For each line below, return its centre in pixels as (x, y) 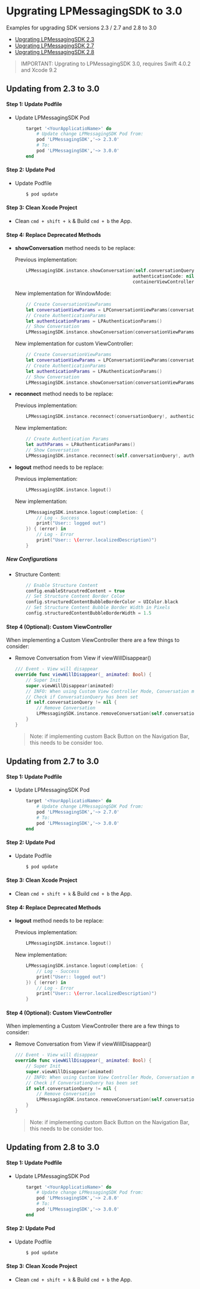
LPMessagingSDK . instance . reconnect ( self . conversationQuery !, (103, 456)
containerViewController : (164, 282)
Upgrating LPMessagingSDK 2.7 (54, 46)
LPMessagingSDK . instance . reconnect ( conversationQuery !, (97, 417)
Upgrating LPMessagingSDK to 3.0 (94, 11)
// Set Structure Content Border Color (76, 597)
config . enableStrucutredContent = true (76, 591)
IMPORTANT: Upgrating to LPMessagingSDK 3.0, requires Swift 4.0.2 (106, 64)
